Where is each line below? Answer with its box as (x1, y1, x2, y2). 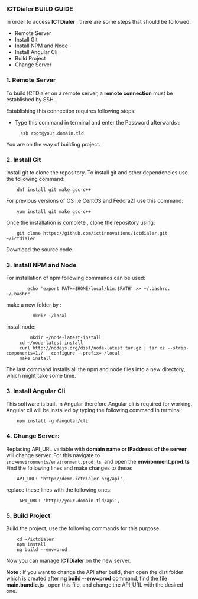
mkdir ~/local (32, 313, 67, 319)
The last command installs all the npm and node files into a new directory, (6, 366, 186, 373)
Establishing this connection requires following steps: (6, 107, 136, 114)
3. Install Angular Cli (6, 387, 66, 396)
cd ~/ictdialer (17, 536, 54, 543)
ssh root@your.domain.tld (20, 130, 84, 136)
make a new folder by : (6, 301, 62, 308)
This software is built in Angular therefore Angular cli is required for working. (6, 400, 193, 407)
